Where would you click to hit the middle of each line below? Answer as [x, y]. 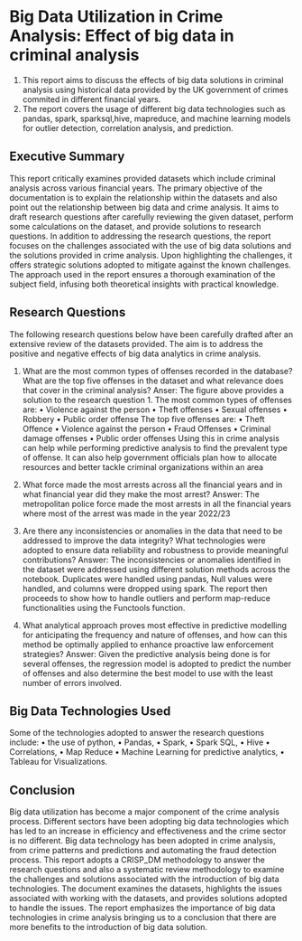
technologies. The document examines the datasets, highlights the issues [146, 889]
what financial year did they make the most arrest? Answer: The [141, 494]
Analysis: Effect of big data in [122, 36]
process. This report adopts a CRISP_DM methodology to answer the [137, 860]
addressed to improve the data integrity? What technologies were [144, 541]
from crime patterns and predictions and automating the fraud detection [143, 851]
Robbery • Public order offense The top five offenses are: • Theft [143, 419]
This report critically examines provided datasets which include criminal [143, 178]
